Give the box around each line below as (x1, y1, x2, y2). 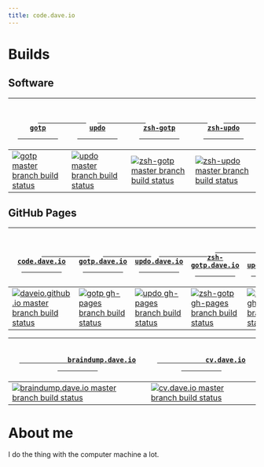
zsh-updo (207, 123, 240, 132)
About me (8, 424, 74, 442)
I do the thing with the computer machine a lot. (8, 450, 159, 459)
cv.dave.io (205, 356, 246, 365)
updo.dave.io (134, 257, 184, 266)
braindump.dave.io (67, 356, 136, 365)
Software (8, 76, 54, 90)
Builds (8, 45, 50, 63)
